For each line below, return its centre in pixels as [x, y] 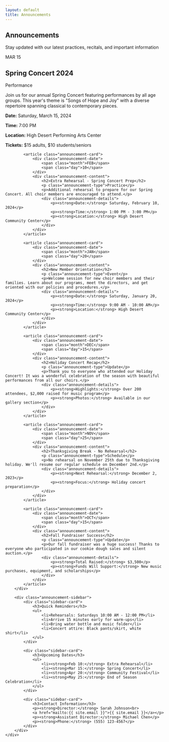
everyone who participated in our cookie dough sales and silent [75, 549]
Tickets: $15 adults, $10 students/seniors [48, 145]
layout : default [22, 10]
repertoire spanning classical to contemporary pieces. [61, 106]
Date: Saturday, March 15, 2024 [38, 116]
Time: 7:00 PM [21, 126]
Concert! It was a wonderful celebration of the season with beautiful [82, 376]
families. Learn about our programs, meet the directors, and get [77, 283]
